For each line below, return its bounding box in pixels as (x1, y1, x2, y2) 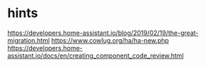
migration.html (7, 36, 50, 44)
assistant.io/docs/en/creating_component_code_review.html (7, 51, 184, 60)
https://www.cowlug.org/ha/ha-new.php (51, 36, 170, 44)
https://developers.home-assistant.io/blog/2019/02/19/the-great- (7, 29, 199, 37)
